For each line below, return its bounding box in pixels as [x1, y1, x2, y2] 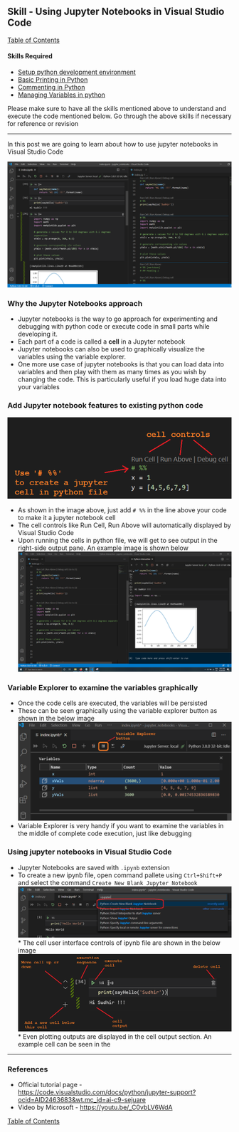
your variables [17, 383, 60, 391]
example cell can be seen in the [17, 1040, 111, 1048]
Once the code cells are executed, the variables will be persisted [17, 699, 208, 707]
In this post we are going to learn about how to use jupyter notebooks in [7, 140, 218, 149]
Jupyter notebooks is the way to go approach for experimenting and [17, 314, 218, 323]
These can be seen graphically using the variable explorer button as [17, 707, 218, 714]
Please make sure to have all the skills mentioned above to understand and [7, 105, 226, 113]
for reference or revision [7, 120, 79, 128]
